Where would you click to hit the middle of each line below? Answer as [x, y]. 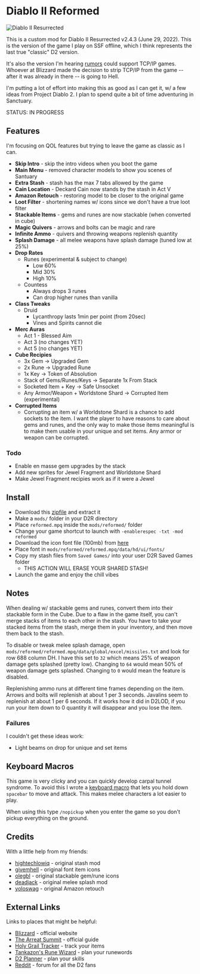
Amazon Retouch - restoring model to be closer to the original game [99, 195]
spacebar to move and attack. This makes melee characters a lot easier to [96, 794]
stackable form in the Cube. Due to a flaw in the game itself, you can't [92, 614]
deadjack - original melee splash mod [61, 882]
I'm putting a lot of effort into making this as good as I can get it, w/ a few [96, 88]
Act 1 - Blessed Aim [48, 335]
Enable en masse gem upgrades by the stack [70, 466]
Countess [36, 284]
